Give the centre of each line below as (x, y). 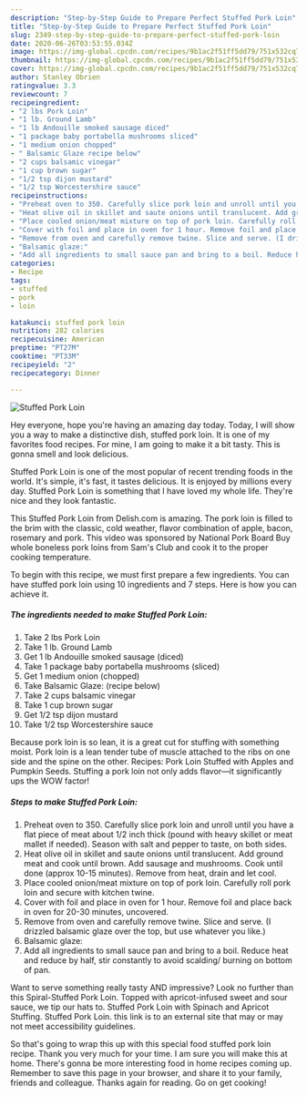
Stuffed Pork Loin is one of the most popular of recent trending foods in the (152, 471)
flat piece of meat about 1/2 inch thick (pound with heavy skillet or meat (158, 835)
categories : (33, 264)
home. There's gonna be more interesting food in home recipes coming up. (151, 1063)
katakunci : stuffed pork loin (68, 323)
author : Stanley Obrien (56, 77)
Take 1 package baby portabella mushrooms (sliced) (122, 667)
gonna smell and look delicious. (70, 454)
